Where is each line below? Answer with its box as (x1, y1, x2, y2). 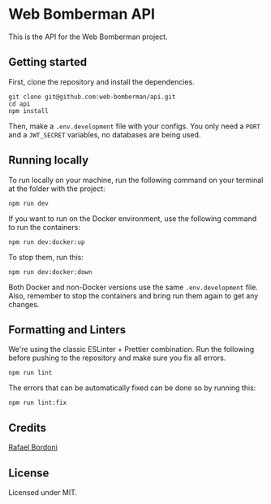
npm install (8, 106, 49, 115)
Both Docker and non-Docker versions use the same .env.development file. (8, 282, 258, 292)
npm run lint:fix (8, 399, 67, 407)
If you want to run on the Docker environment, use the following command (8, 213, 257, 224)
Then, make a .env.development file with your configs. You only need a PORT (8, 121, 261, 131)
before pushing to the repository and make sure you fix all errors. (8, 353, 226, 363)
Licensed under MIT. (8, 488, 78, 497)
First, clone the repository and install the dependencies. (8, 76, 195, 86)
